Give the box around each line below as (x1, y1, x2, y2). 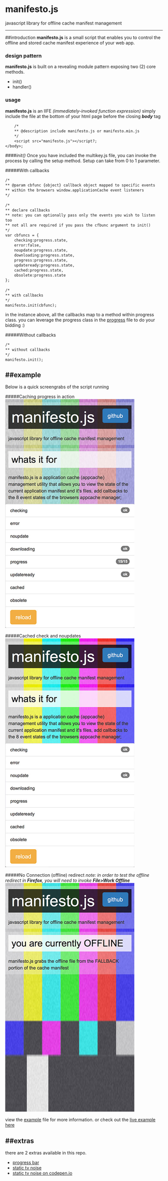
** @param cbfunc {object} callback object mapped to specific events (5, 183, 155, 188)
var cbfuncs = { (5, 233, 39, 238)
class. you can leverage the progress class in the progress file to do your (5, 317, 155, 323)
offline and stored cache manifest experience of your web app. (5, 40, 135, 46)
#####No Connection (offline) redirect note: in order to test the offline (5, 872, 149, 878)
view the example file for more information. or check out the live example (5, 1117, 156, 1123)
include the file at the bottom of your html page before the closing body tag (5, 113, 161, 119)
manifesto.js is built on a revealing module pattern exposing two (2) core (5, 64, 156, 70)
